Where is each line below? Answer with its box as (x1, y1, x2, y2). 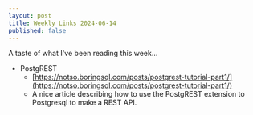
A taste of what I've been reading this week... (8, 49, 158, 58)
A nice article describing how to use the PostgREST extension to (31, 89, 245, 99)
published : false (8, 26, 67, 34)
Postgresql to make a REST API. (31, 97, 137, 108)
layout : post (8, 11, 52, 20)
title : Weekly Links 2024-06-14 (8, 19, 116, 27)
